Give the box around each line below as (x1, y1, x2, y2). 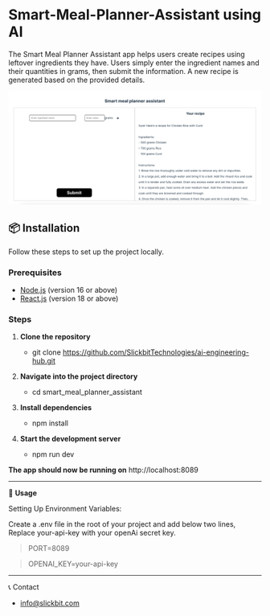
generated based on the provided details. (8, 75, 145, 84)
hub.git (31, 356, 56, 366)
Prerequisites (8, 267, 62, 278)
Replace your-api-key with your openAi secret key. (8, 528, 177, 538)
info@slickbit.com (19, 598, 80, 608)
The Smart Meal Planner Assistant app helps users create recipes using (8, 49, 245, 59)
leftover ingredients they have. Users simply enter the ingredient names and (8, 58, 260, 68)
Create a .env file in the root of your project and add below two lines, (8, 519, 236, 529)
